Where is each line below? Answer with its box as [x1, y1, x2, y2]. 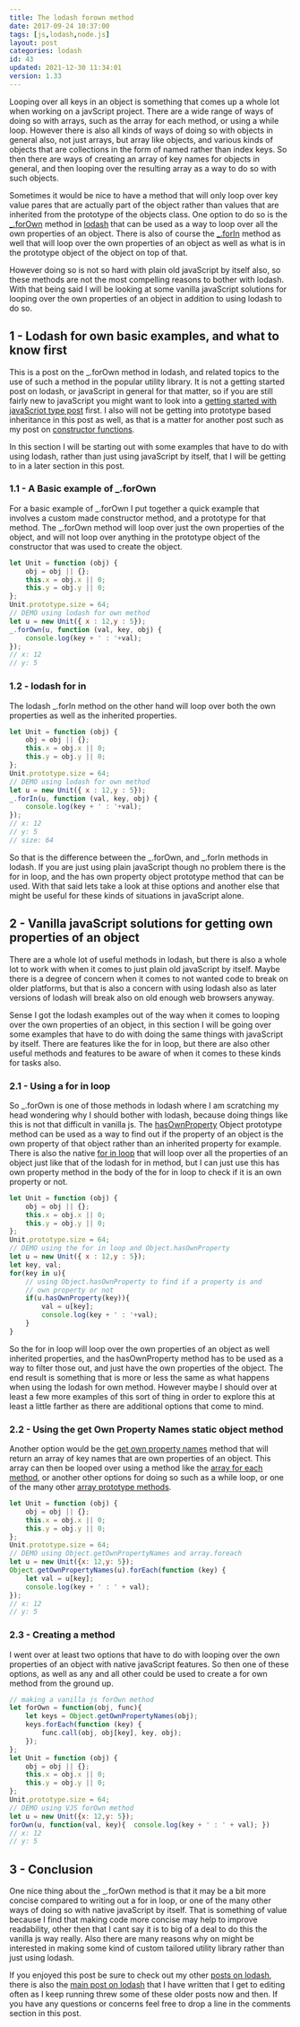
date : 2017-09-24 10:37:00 [9, 22, 110, 31]
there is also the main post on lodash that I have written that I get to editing [9, 1979, 285, 1990]
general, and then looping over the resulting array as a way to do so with [9, 162, 277, 173]
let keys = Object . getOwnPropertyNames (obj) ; [25, 1712, 199, 1721]
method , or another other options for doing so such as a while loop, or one [9, 1472, 285, 1483]
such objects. [9, 172, 60, 183]
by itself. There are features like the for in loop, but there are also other [9, 1038, 270, 1049]
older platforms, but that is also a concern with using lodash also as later [9, 982, 278, 993]
